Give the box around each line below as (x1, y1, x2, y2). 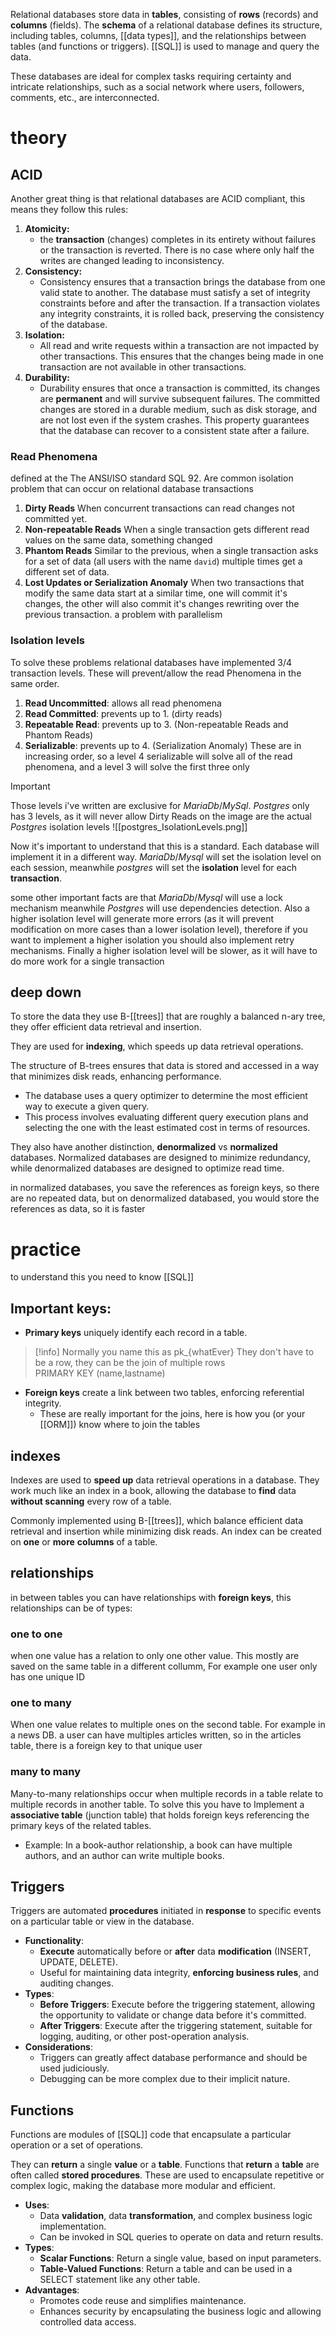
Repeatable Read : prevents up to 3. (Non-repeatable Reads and (24, 718, 289, 730)
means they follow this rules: (10, 204, 129, 215)
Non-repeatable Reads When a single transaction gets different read (24, 524, 310, 536)
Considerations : (24, 2041, 94, 2053)
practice (10, 1238, 82, 1261)
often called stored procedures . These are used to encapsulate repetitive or (10, 2169, 325, 2181)
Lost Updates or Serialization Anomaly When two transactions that (24, 577, 305, 589)
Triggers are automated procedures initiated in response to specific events (10, 1905, 322, 1917)
